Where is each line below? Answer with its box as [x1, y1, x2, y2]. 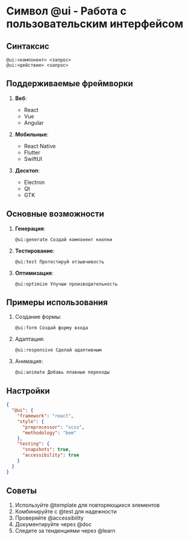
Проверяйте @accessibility [14, 514, 84, 522]
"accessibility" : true [22, 452, 79, 459]
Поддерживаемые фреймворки [6, 78, 134, 89]
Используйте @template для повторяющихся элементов [14, 501, 160, 509]
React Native [23, 142, 56, 149]
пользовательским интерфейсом [6, 17, 184, 31]
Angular [23, 119, 44, 126]
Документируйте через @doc [14, 521, 92, 528]
